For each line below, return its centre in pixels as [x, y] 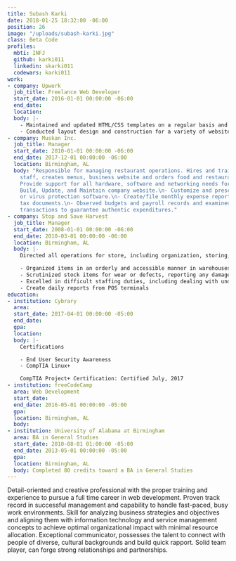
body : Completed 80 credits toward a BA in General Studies [103, 470]
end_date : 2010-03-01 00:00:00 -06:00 [71, 236]
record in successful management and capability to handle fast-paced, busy [118, 505]
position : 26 [26, 27]
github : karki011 [39, 60]
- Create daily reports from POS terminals [85, 288]
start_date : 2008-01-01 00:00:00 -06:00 [73, 229]
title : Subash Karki [38, 14]
